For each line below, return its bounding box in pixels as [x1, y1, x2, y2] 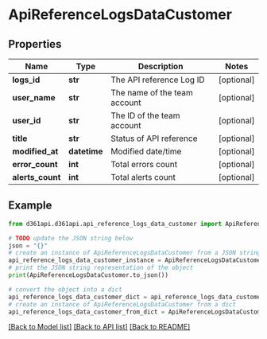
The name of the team [110, 88, 193, 98]
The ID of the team [110, 110, 180, 121]
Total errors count [110, 159, 177, 169]
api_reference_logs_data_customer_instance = [8, 256, 161, 264]
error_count [12, 159, 58, 169]
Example [8, 199, 52, 212]
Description [137, 61, 184, 72]
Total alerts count [110, 172, 176, 182]
